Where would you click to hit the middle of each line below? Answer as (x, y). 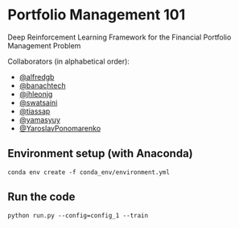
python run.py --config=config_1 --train (78, 215)
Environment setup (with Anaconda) (101, 153)
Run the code (41, 197)
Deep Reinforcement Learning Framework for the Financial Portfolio (119, 37)
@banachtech (42, 85)
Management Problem (44, 45)
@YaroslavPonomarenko (60, 128)
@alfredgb (37, 77)
